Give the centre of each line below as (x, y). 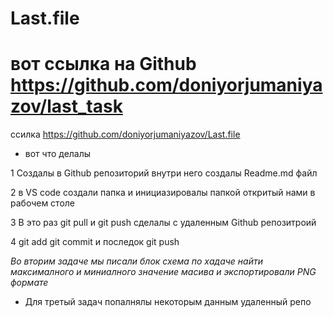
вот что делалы (58, 154)
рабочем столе (43, 203)
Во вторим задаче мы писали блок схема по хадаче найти (137, 261)
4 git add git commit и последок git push (95, 242)
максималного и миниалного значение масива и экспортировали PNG (163, 272)
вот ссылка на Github (103, 64)
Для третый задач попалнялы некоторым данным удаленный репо (168, 302)
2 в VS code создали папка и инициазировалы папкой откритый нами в (163, 193)
